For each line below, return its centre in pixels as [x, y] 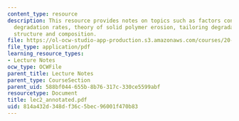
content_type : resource [43, 14]
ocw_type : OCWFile [34, 67]
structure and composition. [55, 34]
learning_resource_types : [46, 54]
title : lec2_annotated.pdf [47, 100]
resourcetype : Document [43, 93]
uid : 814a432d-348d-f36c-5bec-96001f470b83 [73, 107]
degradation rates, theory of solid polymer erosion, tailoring [111, 27]
